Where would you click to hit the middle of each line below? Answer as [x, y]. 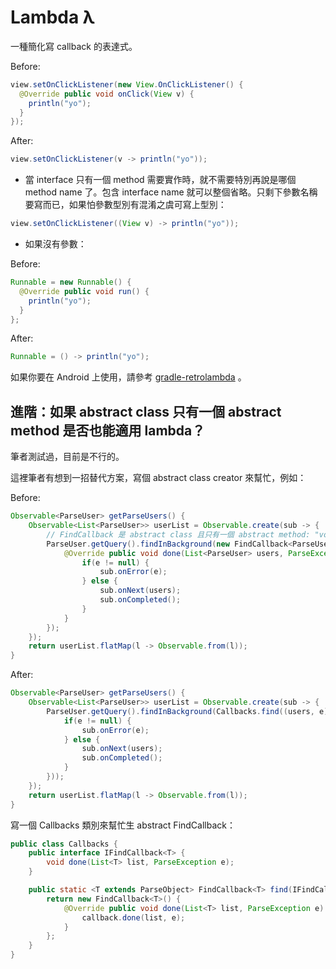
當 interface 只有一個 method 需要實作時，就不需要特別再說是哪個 [160, 180]
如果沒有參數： [55, 244]
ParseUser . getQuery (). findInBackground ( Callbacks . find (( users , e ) [187, 711]
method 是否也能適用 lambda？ [108, 430]
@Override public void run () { [84, 291]
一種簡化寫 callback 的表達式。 [74, 46]
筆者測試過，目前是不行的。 [67, 457]
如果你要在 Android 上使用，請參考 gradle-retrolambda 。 [128, 377]
